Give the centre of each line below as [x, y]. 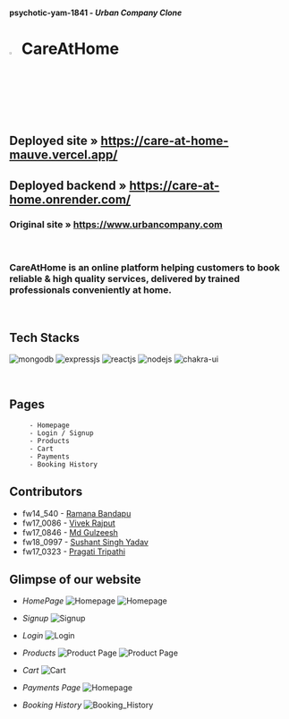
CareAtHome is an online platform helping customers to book [144, 267]
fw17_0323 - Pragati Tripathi [74, 552]
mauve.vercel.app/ [64, 155]
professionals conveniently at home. [90, 289]
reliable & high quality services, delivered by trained [124, 278]
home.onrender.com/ [70, 199]
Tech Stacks [45, 337]
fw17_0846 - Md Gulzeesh [70, 532]
